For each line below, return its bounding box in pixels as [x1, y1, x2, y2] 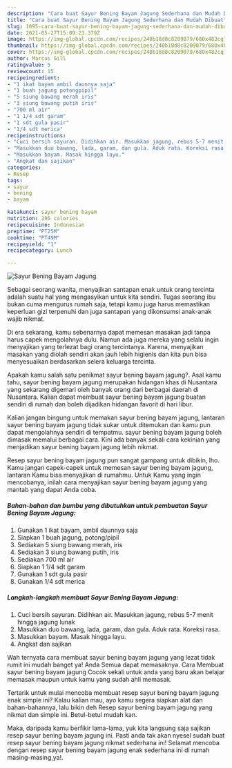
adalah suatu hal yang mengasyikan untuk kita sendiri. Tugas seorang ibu [7, 293, 216, 301]
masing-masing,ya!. [7, 754, 64, 762]
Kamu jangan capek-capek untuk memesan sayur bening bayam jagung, [7, 464, 213, 472]
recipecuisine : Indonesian [7, 221, 85, 228]
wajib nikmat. [7, 315, 45, 323]
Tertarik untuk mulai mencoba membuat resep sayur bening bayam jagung [7, 689, 220, 697]
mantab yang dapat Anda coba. [7, 486, 97, 494]
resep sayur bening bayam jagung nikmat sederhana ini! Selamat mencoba [7, 739, 220, 747]
